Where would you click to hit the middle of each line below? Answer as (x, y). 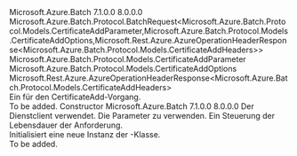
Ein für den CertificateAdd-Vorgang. (75, 97)
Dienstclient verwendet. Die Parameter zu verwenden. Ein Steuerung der (142, 116)
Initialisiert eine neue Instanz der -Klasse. (85, 134)
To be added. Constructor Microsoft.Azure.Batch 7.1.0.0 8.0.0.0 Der (132, 106)
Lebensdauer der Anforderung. (66, 125)
